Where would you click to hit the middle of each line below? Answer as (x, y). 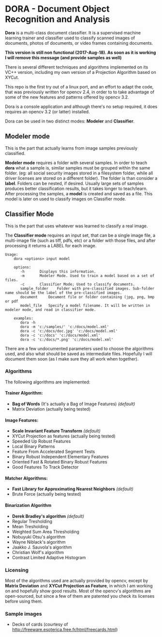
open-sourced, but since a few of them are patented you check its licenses (80, 596)
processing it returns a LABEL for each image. (51, 245)
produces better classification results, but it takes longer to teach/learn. (76, 189)
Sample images (23, 614)
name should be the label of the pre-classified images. (64, 293)
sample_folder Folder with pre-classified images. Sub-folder (87, 288)
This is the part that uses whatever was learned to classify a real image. (77, 226)
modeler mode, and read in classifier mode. (51, 310)
